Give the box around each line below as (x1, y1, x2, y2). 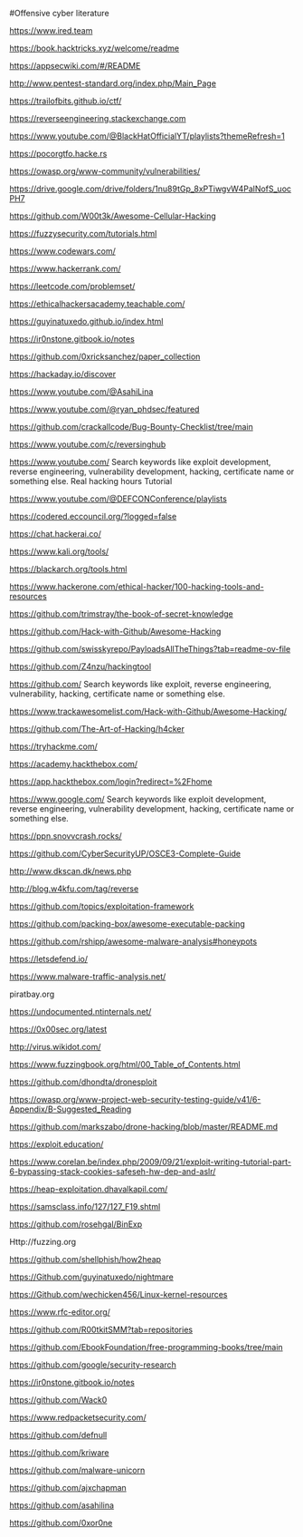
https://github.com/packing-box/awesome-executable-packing (9, 919, 246, 929)
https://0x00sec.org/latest (9, 1024, 108, 1035)
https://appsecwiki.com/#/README (9, 61, 141, 71)
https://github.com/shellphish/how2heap (9, 1254, 161, 1264)
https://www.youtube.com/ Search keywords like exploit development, (9, 457, 271, 467)
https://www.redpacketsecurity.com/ (9, 1412, 147, 1423)
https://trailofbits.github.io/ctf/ (9, 95, 122, 106)
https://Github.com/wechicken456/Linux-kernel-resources (9, 1289, 228, 1299)
